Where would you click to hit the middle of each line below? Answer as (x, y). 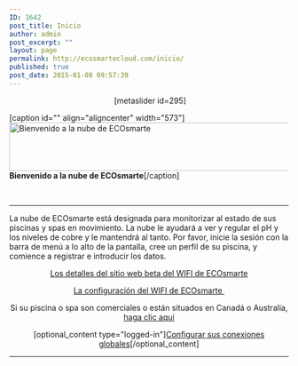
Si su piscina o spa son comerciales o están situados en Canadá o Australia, (149, 307)
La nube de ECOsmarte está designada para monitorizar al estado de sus (143, 218)
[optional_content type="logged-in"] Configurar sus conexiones (149, 334)
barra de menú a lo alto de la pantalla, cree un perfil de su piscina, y (133, 246)
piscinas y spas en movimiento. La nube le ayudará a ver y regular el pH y (144, 227)
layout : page (33, 51)
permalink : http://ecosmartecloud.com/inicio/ (97, 59)
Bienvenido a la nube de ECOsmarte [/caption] (94, 175)
